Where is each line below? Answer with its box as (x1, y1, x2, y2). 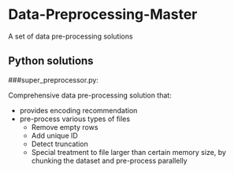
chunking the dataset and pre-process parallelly (31, 156, 188, 165)
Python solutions (8, 54, 94, 68)
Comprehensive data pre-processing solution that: (8, 90, 172, 100)
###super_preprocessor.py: (8, 75, 98, 84)
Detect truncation (31, 139, 89, 149)
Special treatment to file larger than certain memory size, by (31, 147, 227, 156)
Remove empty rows (31, 122, 98, 131)
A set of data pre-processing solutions (8, 31, 133, 41)
